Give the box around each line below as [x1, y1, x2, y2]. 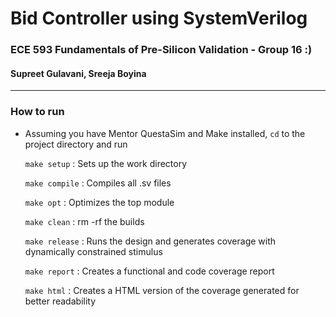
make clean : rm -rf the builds [24, 215, 145, 227]
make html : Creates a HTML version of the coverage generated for [24, 284, 300, 296]
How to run [10, 105, 65, 119]
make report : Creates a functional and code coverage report [24, 265, 275, 277]
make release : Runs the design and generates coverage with [24, 235, 277, 247]
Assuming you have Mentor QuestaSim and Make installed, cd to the [24, 127, 306, 139]
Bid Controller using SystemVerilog [10, 7, 308, 30]
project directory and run [24, 138, 128, 150]
